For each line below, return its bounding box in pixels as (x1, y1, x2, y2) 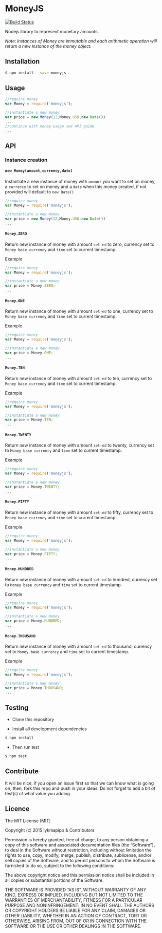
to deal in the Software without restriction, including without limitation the (5, 847, 152, 853)
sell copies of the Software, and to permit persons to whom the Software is (5, 857, 156, 863)
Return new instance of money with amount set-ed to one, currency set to (5, 308, 153, 314)
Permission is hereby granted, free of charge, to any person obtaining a (5, 836, 148, 843)
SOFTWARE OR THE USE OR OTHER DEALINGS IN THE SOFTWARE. (5, 923, 142, 929)
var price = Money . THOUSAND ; (5, 685, 64, 690)
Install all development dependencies (12, 726, 87, 732)
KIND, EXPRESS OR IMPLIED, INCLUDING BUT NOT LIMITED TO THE (5, 892, 143, 898)
